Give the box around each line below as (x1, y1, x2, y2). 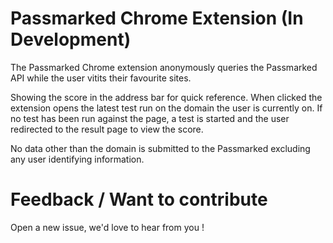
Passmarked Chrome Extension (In (10, 7, 304, 30)
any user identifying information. (10, 153, 145, 165)
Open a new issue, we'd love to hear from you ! (10, 221, 205, 233)
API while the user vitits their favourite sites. (10, 72, 192, 84)
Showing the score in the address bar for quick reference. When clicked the (10, 91, 323, 103)
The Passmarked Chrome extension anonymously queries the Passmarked (10, 61, 318, 73)
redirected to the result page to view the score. (10, 123, 204, 135)
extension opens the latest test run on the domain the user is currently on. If (10, 102, 323, 114)
